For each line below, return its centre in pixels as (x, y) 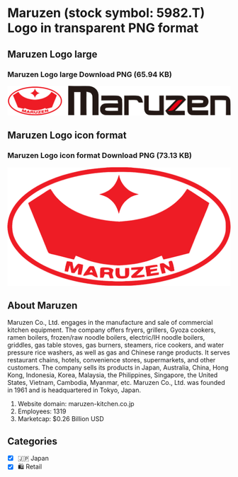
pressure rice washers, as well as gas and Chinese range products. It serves (119, 352)
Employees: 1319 (42, 411)
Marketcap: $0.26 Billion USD (61, 419)
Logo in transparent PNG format (103, 28)
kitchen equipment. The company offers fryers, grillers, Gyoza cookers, (112, 330)
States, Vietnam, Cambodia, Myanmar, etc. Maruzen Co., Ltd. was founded (116, 383)
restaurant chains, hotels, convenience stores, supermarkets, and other (112, 360)
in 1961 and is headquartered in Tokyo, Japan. (74, 390)
